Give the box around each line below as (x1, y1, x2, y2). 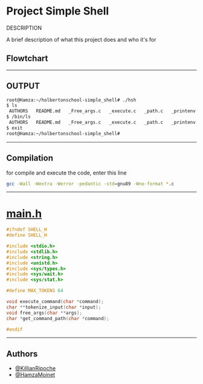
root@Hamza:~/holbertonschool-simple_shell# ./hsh (6, 97, 137, 103)
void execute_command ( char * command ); (6, 299, 104, 305)
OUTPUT (6, 81, 40, 91)
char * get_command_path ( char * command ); (6, 315, 110, 321)
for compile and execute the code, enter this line (6, 169, 127, 176)
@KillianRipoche (14, 365, 56, 372)
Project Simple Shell (6, 4, 109, 18)
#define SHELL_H (6, 232, 47, 238)
